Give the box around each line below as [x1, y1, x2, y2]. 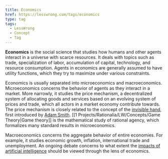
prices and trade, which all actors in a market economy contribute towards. [5, 101, 160, 107]
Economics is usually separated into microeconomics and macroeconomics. [5, 79, 162, 85]
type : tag [5, 16, 26, 21]
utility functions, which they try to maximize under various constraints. [5, 70, 150, 76]
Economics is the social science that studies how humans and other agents [5, 48, 161, 55]
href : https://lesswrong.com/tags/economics [5, 12, 100, 17]
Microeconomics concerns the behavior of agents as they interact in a [5, 85, 150, 91]
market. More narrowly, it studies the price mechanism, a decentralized [5, 90, 152, 96]
